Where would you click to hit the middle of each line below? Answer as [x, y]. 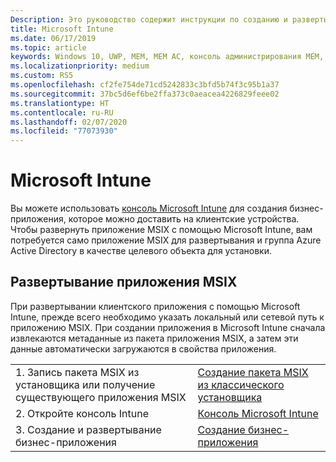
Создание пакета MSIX [253, 372]
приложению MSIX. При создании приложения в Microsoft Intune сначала [168, 327]
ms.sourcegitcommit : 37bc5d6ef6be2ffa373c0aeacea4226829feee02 [145, 94]
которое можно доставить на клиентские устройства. [184, 219]
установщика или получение [85, 384]
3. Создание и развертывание [88, 429]
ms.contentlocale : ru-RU [62, 112]
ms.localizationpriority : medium [80, 66]
